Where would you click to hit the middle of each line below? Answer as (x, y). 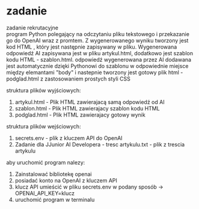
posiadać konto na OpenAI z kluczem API (66, 180)
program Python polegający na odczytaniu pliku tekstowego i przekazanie (98, 34)
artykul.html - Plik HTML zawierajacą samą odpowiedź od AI (90, 102)
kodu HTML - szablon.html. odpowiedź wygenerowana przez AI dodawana (99, 59)
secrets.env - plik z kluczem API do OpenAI (69, 138)
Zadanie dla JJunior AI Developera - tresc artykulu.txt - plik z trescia (100, 144)
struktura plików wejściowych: (44, 126)
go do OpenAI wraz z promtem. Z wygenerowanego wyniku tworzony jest (97, 40)
